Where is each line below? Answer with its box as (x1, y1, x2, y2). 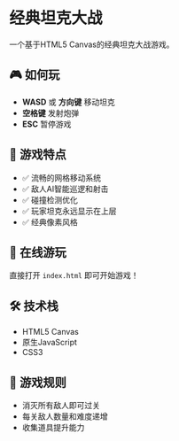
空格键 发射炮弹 (21, 107, 80, 118)
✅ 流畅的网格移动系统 (21, 172, 102, 182)
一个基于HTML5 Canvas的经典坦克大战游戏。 (9, 39, 175, 50)
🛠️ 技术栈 (9, 298, 59, 313)
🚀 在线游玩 (9, 244, 66, 259)
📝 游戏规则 (9, 375, 66, 390)
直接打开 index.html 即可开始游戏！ (9, 270, 139, 281)
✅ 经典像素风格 (21, 216, 78, 227)
